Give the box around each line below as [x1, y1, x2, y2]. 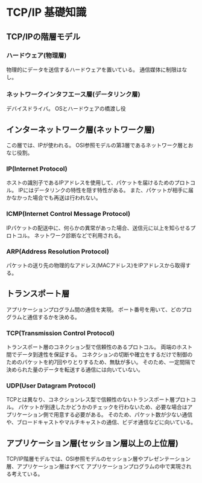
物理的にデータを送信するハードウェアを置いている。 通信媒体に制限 [6, 66, 177, 73]
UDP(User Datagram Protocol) [6, 381, 96, 390]
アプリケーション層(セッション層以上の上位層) [6, 438, 179, 448]
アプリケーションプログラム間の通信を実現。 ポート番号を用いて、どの [6, 306, 181, 313]
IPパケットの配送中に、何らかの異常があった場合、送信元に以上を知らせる [6, 224, 191, 232]
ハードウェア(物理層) [6, 51, 67, 59]
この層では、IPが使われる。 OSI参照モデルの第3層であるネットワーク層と [6, 141, 188, 149]
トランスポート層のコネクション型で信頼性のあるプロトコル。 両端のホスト [6, 343, 193, 351]
